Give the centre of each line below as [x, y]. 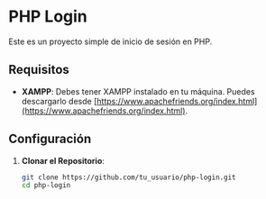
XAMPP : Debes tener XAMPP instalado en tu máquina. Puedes [138, 91]
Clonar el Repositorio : [63, 160]
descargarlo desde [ [59, 101]
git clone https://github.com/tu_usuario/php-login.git [128, 177]
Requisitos [39, 70]
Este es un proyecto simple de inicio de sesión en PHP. [110, 41]
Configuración [50, 139]
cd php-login [46, 185]
